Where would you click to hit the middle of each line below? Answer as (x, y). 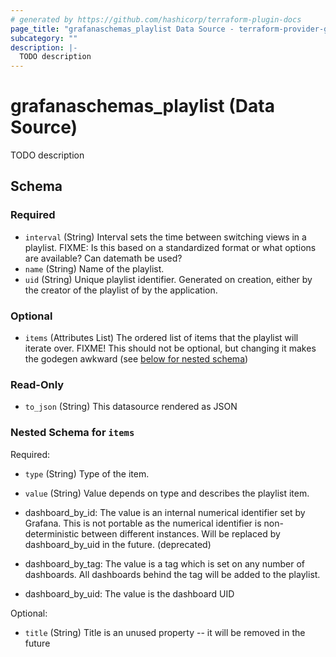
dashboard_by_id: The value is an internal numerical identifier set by (165, 512)
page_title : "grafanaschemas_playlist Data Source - (122, 29)
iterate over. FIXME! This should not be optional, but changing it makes (170, 348)
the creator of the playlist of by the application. (121, 290)
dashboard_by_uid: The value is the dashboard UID (129, 593)
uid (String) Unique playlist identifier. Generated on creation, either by (168, 279)
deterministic (52, 533)
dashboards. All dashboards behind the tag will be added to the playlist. (172, 574)
